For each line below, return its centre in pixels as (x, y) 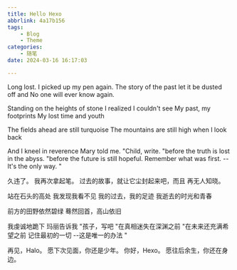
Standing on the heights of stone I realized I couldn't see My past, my (109, 108)
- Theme (31, 41)
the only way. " (40, 166)
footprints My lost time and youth (56, 115)
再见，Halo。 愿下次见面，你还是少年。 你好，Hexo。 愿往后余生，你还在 (115, 250)
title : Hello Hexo (35, 14)
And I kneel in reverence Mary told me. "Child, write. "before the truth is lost (118, 151)
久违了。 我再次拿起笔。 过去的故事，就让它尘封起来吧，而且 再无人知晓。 (116, 181)
